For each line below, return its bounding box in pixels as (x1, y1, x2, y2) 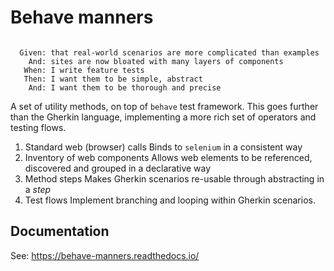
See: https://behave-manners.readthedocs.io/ (10, 249, 200, 261)
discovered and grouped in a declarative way (24, 162, 212, 174)
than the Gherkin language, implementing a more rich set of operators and (10, 111, 317, 123)
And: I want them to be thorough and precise (28, 82, 222, 93)
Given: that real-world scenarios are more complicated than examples (19, 47, 320, 58)
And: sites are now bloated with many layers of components (28, 56, 284, 66)
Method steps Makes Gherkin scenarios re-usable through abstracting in (24, 172, 325, 185)
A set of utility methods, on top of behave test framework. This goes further (10, 100, 319, 112)
